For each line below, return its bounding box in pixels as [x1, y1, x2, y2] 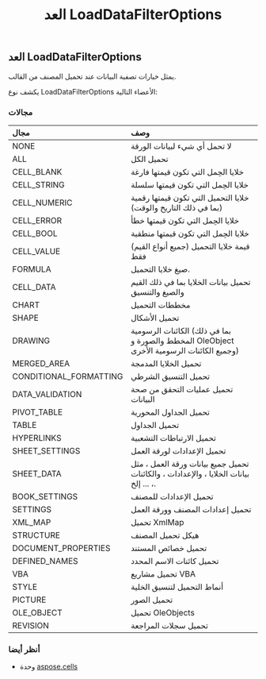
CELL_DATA [12, 281, 56, 292]
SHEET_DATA [12, 468, 62, 479]
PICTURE [12, 594, 47, 605]
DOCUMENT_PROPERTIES [12, 542, 111, 554]
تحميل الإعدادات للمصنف [130, 491, 214, 502]
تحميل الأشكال [130, 312, 180, 323]
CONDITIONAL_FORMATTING [12, 371, 123, 382]
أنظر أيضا [8, 643, 40, 654]
